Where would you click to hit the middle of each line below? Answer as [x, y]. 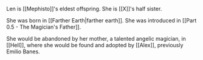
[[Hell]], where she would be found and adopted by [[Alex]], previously [95, 45]
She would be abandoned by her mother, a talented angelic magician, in [96, 38]
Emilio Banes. [23, 52]
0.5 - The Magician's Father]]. [44, 27]
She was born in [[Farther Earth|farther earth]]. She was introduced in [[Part [101, 20]
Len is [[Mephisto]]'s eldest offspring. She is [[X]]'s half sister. [84, 9]
